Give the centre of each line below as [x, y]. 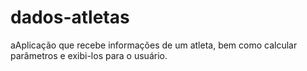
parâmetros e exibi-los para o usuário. [89, 55]
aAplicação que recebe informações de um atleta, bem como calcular [154, 45]
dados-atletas [70, 17]
